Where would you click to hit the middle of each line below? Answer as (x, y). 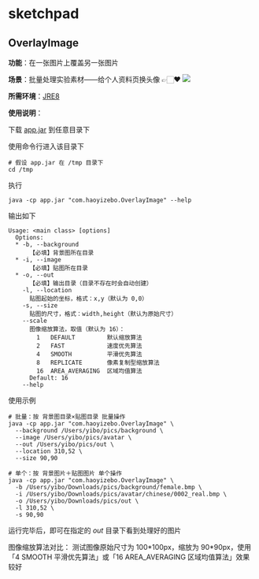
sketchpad (44, 14)
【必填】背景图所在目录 (61, 253)
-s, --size (40, 306)
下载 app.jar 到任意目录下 (49, 130)
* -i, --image (38, 260)
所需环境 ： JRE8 (34, 96)
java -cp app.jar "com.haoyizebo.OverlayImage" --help (100, 200)
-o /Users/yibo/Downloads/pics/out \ (77, 501)
